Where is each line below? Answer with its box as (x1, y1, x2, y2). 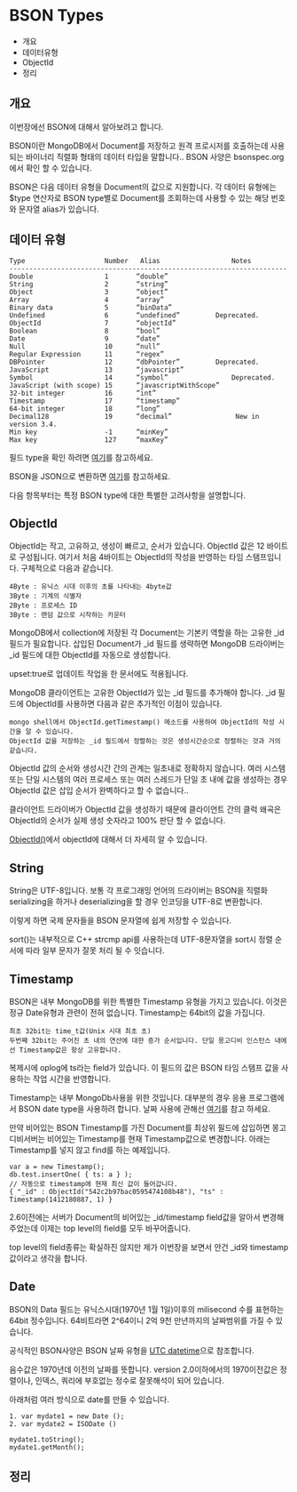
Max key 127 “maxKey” (9, 435, 168, 445)
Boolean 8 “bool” (9, 326, 161, 335)
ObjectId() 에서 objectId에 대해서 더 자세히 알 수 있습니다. (9, 834, 208, 845)
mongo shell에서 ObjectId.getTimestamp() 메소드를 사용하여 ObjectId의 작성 (9, 718, 275, 727)
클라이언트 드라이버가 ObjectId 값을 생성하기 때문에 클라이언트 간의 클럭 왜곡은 (9, 804, 282, 814)
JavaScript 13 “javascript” (9, 365, 184, 374)
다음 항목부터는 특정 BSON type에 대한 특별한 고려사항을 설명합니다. (9, 490, 246, 501)
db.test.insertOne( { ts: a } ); (9, 1170, 133, 1179)
